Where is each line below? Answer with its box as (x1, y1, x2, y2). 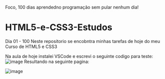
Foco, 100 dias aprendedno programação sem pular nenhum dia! (5, 4, 139, 10)
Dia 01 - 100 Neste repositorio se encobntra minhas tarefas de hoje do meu (5, 38, 160, 44)
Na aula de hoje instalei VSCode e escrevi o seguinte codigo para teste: (5, 53, 153, 59)
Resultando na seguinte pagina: (24, 58, 89, 64)
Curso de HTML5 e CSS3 (5, 43, 58, 49)
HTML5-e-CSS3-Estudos (5, 22, 113, 33)
